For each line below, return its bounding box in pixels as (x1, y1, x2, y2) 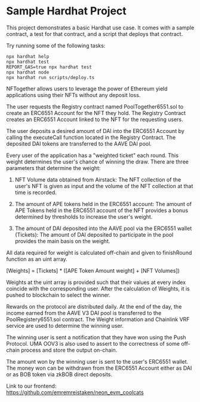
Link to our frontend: (6, 382, 57, 389)
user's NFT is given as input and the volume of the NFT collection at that (14, 182, 193, 189)
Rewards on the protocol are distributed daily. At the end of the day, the (6, 303, 182, 310)
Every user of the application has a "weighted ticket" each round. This (6, 152, 179, 159)
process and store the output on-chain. (20, 346, 118, 353)
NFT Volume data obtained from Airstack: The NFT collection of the (14, 176, 181, 183)
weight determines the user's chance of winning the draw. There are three (6, 158, 189, 165)
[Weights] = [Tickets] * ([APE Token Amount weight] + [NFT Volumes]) (6, 267, 180, 274)
